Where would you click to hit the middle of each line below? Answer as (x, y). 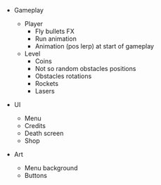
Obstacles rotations (63, 76)
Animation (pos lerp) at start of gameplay (95, 46)
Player (34, 24)
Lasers (45, 91)
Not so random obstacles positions (85, 69)
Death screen (44, 133)
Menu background (51, 168)
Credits (35, 126)
